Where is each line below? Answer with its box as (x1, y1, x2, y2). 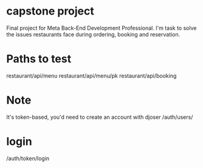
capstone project (6, 4, 94, 18)
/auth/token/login (6, 155, 50, 162)
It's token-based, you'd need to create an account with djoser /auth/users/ (6, 113, 193, 121)
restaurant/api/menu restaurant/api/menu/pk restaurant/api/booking (6, 72, 177, 79)
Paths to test (6, 52, 72, 66)
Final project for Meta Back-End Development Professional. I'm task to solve (6, 24, 197, 32)
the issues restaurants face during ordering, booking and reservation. (6, 30, 181, 38)
